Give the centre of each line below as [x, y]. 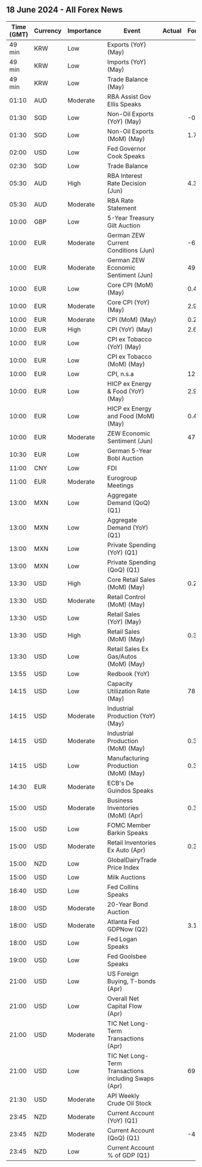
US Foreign [123, 974]
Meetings [121, 485]
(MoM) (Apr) [125, 815]
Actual [172, 31]
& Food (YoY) [126, 391]
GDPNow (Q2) [128, 929]
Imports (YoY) [127, 61]
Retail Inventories [132, 842]
